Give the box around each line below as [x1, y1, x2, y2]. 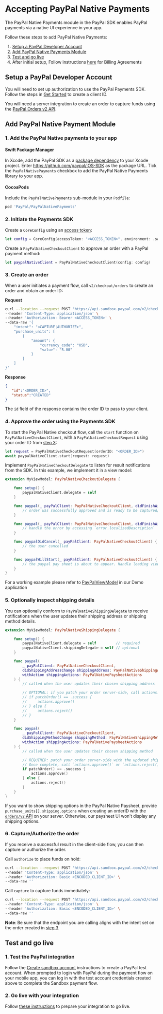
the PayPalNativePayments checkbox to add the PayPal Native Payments [5, 168, 148, 174]
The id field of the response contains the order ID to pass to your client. [5, 406, 149, 412]
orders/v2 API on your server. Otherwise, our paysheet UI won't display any [5, 813, 156, 819]
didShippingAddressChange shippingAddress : [22, 668, 112, 673]
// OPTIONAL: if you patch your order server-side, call [22, 690, 140, 695]
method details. [5, 618, 36, 624]
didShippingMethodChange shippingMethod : [22, 735, 108, 740]
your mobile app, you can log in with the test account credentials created [5, 975, 151, 981]
